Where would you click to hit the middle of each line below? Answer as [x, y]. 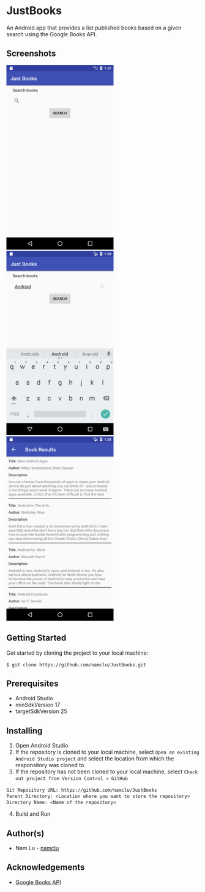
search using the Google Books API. [52, 34]
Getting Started [36, 638]
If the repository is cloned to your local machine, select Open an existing [107, 752]
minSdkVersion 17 [38, 705]
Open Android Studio [42, 746]
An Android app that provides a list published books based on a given [94, 28]
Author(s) [25, 833]
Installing [24, 731]
